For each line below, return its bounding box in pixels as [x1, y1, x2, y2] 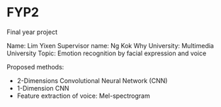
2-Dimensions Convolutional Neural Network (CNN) [16, 76, 168, 85]
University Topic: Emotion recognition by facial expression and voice [6, 49, 207, 57]
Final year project [6, 28, 58, 36]
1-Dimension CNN [16, 84, 69, 92]
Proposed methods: [6, 62, 64, 71]
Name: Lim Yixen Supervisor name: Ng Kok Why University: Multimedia [6, 41, 214, 50]
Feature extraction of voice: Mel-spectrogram [16, 91, 150, 100]
